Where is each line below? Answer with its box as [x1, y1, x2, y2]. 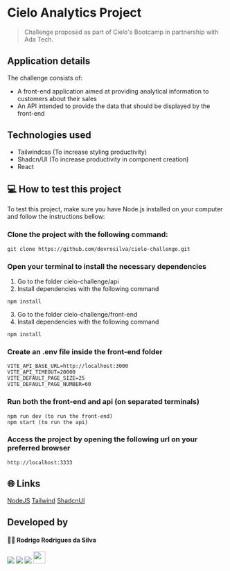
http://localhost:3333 [7, 459, 73, 466]
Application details [7, 55, 91, 67]
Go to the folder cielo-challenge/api [17, 277, 119, 285]
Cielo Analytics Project [7, 5, 142, 21]
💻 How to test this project [7, 183, 122, 195]
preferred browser [7, 443, 71, 453]
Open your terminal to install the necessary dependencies [7, 261, 206, 271]
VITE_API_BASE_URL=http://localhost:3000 [7, 362, 129, 370]
